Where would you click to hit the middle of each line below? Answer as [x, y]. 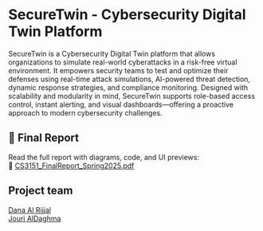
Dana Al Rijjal [30, 209]
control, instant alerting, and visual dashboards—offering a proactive [121, 104]
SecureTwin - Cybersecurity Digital [127, 15]
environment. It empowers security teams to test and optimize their [118, 70]
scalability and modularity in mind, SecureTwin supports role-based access [132, 96]
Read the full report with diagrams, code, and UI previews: [104, 157]
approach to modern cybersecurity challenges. [85, 112]
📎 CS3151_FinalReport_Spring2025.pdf [71, 166]
